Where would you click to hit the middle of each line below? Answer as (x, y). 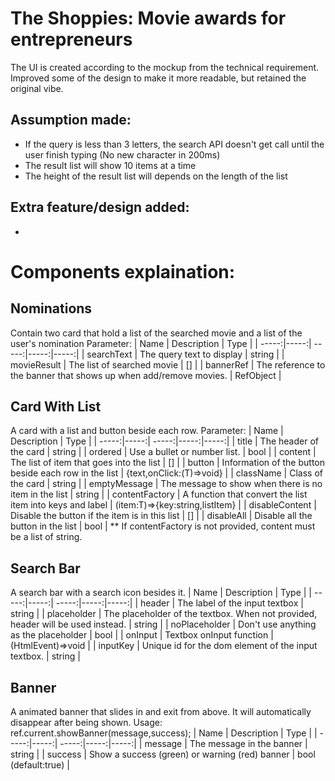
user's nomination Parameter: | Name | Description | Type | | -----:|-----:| (161, 343)
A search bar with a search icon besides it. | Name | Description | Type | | (161, 593)
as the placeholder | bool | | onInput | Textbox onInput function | (142, 635)
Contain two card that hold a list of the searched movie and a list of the (156, 333)
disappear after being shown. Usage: (86, 722)
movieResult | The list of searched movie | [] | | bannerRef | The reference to (168, 364)
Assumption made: (71, 120)
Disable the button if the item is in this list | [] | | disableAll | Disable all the (161, 516)
